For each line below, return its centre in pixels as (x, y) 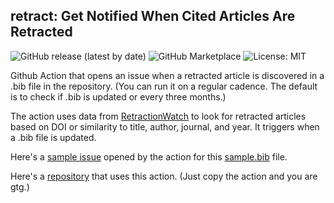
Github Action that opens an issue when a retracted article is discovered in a (167, 75)
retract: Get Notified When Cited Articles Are (153, 16)
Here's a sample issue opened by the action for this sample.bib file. (149, 156)
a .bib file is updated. (53, 137)
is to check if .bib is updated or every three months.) (118, 96)
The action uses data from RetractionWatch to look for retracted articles (158, 116)
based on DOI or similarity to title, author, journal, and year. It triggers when (165, 126)
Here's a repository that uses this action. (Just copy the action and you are (164, 176)
